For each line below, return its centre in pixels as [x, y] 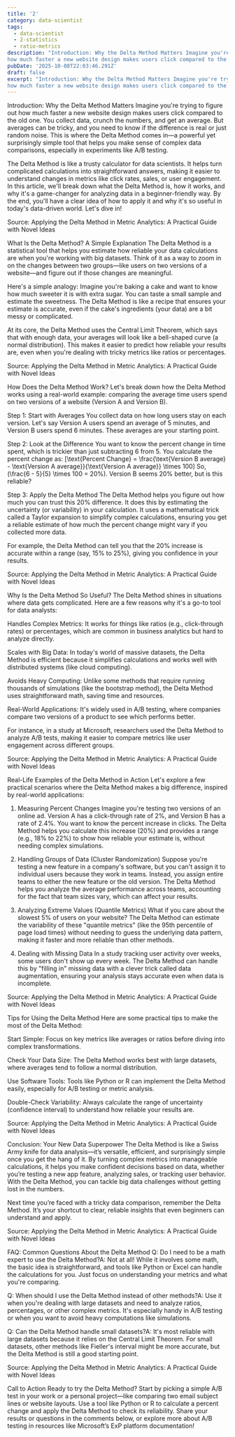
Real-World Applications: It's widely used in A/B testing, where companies [114, 709]
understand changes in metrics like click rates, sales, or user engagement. [114, 179]
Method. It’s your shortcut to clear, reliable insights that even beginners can [116, 1210]
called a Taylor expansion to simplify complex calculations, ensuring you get [117, 517]
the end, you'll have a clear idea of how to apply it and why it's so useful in [115, 201]
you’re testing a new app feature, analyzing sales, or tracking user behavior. [116, 1174]
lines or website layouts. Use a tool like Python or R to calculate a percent [113, 1403]
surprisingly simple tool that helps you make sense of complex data [104, 143]
